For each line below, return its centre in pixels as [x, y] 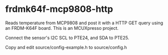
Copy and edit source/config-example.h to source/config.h [66, 47]
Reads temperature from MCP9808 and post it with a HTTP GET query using [84, 23]
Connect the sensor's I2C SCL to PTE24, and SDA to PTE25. [67, 38]
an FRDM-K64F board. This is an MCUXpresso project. [62, 28]
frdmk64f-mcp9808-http [59, 9]
